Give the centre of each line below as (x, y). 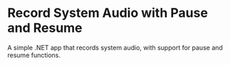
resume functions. (34, 55)
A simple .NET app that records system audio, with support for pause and (115, 47)
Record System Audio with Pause (108, 13)
